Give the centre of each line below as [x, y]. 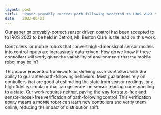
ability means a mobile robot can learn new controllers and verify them [75, 102]
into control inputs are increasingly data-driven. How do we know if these [78, 52]
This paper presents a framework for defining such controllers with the [75, 72]
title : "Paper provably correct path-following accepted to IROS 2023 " [81, 14]
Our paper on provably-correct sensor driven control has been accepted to [80, 32]
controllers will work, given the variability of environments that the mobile [78, 57]
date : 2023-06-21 [25, 18]
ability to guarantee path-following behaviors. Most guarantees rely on [75, 77]
